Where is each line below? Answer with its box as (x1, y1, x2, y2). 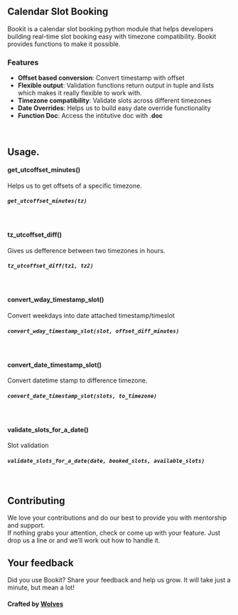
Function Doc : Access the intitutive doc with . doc (17, 112, 163, 120)
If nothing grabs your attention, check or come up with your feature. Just (7, 529, 221, 538)
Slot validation (7, 441, 49, 450)
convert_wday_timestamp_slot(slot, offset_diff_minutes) (7, 327, 180, 335)
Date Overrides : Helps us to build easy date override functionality (17, 104, 211, 112)
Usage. (7, 146, 40, 158)
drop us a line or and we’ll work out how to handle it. (7, 536, 161, 545)
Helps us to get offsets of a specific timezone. (7, 181, 142, 190)
